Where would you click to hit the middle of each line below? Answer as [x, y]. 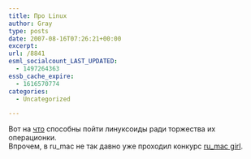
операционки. [32, 138]
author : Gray [30, 24]
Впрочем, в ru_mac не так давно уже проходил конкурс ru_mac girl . [126, 146]
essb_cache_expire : [41, 76]
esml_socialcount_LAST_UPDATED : [63, 62]
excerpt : [23, 46]
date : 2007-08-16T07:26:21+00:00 [65, 39]
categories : [28, 91]
